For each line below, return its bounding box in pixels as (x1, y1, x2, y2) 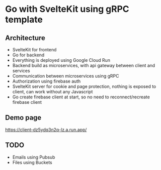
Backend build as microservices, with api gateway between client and (12, 63, 156, 68)
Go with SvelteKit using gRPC (5, 3, 129, 15)
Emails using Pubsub (12, 154, 56, 160)
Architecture (5, 34, 46, 42)
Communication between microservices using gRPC (12, 73, 119, 79)
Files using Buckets (12, 159, 52, 165)
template (5, 14, 43, 25)
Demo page (5, 114, 42, 122)
